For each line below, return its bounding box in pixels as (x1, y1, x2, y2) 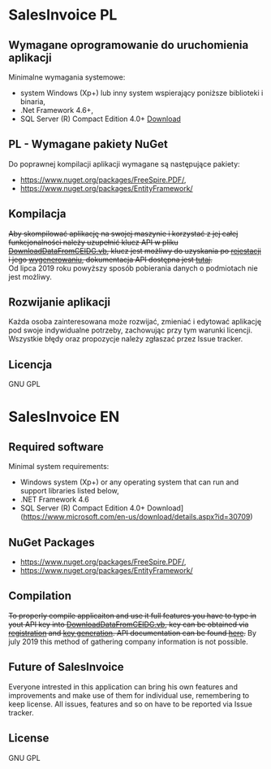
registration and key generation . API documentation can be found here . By (8, 628, 257, 637)
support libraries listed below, (19, 486, 119, 496)
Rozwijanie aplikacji (8, 295, 111, 310)
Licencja (8, 358, 53, 371)
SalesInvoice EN (8, 408, 120, 426)
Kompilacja (8, 207, 67, 221)
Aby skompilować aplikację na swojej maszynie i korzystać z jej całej (8, 228, 239, 238)
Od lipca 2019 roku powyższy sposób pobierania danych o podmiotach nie (8, 263, 258, 273)
